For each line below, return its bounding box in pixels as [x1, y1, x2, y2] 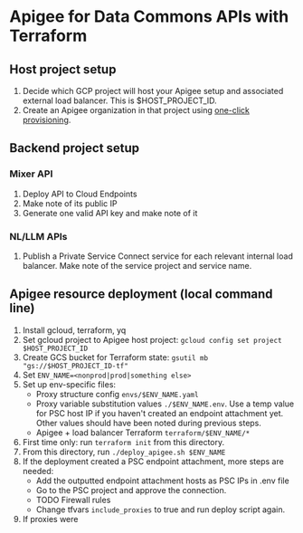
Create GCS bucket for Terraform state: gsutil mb [22, 351, 209, 363]
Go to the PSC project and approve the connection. [35, 484, 227, 495]
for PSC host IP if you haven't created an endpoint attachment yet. [35, 407, 284, 418]
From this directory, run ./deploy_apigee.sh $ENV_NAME [22, 446, 226, 457]
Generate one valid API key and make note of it [22, 207, 198, 218]
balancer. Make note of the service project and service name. [22, 260, 252, 271]
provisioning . [22, 115, 71, 125]
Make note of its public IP [22, 197, 118, 209]
